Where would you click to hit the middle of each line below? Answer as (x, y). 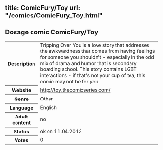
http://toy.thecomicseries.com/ (75, 90)
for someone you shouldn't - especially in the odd (97, 57)
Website (21, 90)
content (21, 122)
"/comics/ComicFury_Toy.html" (54, 16)
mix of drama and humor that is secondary (88, 64)
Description (21, 64)
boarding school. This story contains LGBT (88, 69)
